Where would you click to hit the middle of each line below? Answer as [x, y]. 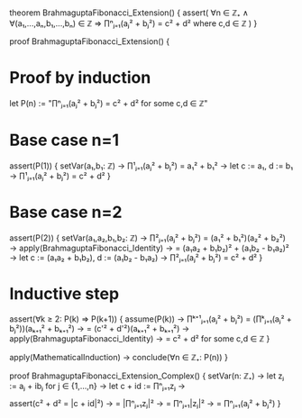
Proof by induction [80, 78]
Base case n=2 [66, 212]
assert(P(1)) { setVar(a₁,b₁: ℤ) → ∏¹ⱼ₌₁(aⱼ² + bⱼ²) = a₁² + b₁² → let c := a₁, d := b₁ [151, 166]
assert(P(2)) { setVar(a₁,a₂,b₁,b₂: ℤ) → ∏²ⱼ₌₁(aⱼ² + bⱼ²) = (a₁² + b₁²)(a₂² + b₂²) [148, 238]
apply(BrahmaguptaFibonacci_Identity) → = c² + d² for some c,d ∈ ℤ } [140, 338]
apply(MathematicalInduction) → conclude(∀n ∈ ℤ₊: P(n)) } [119, 357]
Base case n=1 [64, 140]
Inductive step [64, 294]
